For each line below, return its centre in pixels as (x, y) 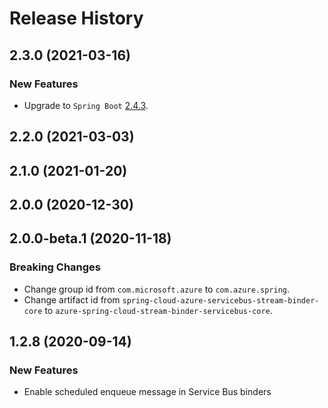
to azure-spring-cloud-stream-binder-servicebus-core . (158, 310)
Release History (76, 18)
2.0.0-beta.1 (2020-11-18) (90, 238)
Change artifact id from (72, 299)
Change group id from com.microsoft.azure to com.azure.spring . (156, 289)
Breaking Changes (55, 267)
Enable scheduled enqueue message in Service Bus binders (147, 392)
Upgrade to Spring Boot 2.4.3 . (86, 105)
